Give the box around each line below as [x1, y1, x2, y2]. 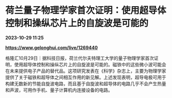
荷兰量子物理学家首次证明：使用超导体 [5, 5, 167, 16]
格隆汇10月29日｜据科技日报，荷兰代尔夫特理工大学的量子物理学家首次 [5, 55, 154, 61]
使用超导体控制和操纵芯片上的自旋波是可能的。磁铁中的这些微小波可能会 [14, 61, 166, 67]
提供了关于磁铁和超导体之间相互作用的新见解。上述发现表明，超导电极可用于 [5, 74, 166, 80]
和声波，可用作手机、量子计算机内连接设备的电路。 [5, 87, 113, 93]
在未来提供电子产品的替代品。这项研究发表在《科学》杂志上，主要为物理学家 [5, 67, 166, 74]
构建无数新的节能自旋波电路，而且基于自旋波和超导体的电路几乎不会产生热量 [5, 80, 166, 87]
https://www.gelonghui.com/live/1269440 [5, 44, 98, 51]
